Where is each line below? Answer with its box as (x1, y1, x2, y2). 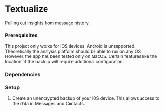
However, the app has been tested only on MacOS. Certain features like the (5, 54, 157, 59)
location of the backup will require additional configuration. (5, 59, 124, 65)
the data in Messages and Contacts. (12, 101, 85, 107)
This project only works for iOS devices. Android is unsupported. (5, 43, 136, 49)
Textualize (5, 3, 48, 15)
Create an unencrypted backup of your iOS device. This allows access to (12, 95, 160, 101)
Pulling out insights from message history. (5, 20, 90, 26)
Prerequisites (5, 32, 38, 39)
